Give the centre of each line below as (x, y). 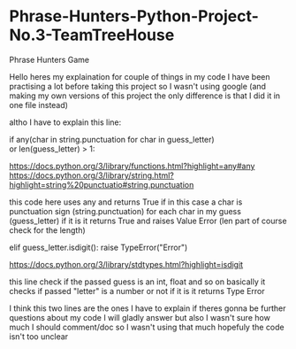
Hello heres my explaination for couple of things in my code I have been (140, 76)
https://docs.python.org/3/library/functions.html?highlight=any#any (132, 166)
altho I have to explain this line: (65, 122)
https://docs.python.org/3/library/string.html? (92, 175)
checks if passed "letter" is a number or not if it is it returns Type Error (137, 291)
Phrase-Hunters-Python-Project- (134, 16)
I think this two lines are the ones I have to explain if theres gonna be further (148, 308)
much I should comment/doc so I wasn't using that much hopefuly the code (147, 327)
